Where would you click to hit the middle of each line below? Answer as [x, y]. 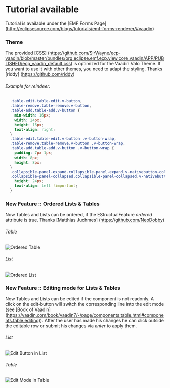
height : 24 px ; [29, 181]
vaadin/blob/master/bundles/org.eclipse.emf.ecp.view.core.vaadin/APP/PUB [85, 58]
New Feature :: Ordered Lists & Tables [52, 204]
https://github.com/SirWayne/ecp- [85, 53]
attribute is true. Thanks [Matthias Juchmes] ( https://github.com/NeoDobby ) [85, 220]
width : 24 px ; [28, 120]
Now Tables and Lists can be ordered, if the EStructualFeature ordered [79, 215]
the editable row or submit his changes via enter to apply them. [71, 326]
